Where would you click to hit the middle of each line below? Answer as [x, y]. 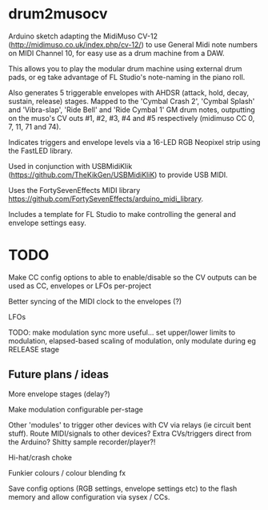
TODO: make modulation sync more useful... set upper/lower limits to [122, 332]
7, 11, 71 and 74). [35, 126]
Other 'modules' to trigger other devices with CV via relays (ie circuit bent [130, 424]
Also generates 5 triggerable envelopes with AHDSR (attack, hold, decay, [129, 92]
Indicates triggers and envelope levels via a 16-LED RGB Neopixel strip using [134, 142]
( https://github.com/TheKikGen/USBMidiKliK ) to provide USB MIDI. [118, 175]
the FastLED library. [41, 151]
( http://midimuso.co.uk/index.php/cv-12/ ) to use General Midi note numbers [133, 44]
